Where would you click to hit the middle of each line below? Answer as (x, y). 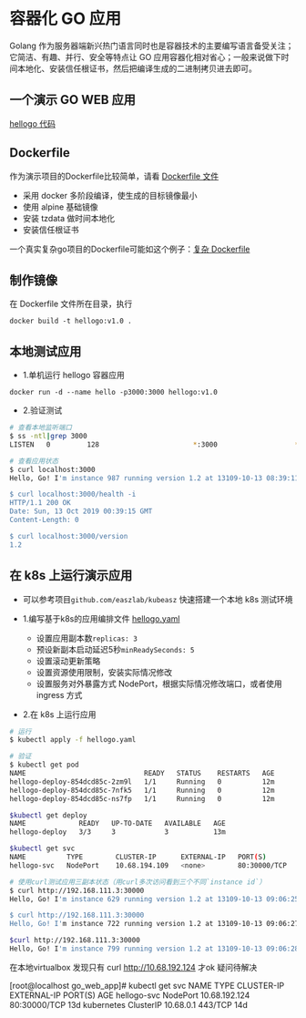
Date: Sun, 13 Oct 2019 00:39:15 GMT (81, 511)
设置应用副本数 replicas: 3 (87, 638)
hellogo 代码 (33, 123)
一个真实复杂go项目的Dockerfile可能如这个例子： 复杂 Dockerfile (130, 249)
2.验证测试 (42, 410)
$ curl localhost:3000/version (69, 536)
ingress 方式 (59, 694)
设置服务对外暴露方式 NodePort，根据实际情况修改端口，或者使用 (159, 684)
